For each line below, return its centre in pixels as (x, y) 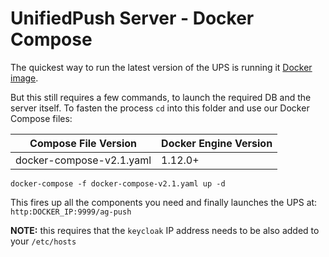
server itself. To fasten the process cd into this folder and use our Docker (160, 108)
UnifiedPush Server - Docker (132, 18)
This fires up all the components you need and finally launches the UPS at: (164, 202)
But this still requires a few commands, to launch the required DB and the (161, 97)
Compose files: (41, 118)
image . (24, 78)
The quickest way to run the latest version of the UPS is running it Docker (161, 67)
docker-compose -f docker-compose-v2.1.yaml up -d (118, 183)
